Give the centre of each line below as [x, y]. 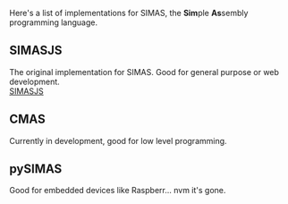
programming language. [54, 22]
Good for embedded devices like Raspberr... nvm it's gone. [118, 191]
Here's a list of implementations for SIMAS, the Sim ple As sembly [129, 13]
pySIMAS [36, 169]
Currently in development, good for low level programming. [118, 140]
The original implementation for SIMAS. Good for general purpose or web [144, 72]
